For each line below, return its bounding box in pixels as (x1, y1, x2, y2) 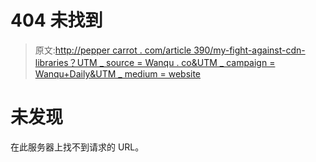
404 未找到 (10, 9, 103, 32)
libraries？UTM (34, 56, 98, 68)
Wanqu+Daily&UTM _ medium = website (34, 67, 202, 80)
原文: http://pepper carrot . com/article (34, 44, 192, 56)
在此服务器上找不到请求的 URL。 (10, 141, 145, 153)
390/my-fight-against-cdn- (193, 44, 306, 56)
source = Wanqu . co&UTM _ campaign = (105, 56, 276, 68)
